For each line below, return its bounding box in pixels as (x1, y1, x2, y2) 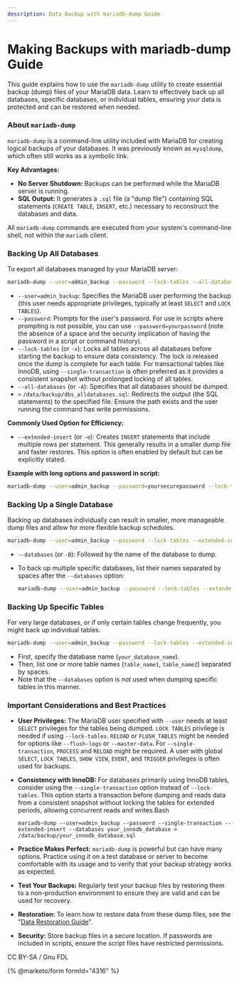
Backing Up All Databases (7, 249, 99, 258)
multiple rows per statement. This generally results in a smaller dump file (17, 440, 231, 449)
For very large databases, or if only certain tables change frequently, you (7, 618, 221, 627)
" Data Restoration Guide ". (17, 918, 93, 926)
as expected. (17, 867, 56, 876)
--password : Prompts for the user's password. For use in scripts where (17, 314, 224, 323)
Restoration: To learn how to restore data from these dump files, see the (17, 910, 231, 919)
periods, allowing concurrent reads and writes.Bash (17, 806, 169, 815)
